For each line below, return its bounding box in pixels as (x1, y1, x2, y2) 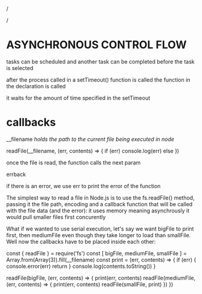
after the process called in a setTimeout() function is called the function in (6, 76, 191, 83)
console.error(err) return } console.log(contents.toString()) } (6, 263, 156, 270)
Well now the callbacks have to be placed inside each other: (6, 238, 156, 245)
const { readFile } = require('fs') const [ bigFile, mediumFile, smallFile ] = (6, 249, 187, 256)
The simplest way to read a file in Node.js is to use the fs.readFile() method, (6, 194, 195, 201)
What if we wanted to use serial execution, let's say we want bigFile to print (6, 225, 194, 232)
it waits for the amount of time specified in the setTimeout (6, 94, 151, 102)
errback (6, 171, 26, 178)
